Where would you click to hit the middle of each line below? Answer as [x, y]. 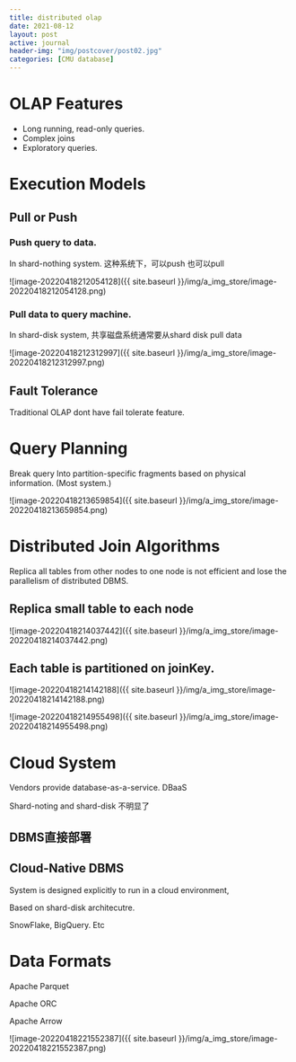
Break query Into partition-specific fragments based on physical [128, 473]
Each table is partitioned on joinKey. [112, 668]
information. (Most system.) [61, 482]
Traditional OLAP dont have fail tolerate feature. [97, 412]
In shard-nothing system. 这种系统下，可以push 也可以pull [117, 263]
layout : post [34, 34]
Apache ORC [33, 1004]
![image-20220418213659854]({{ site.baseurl [93, 500]
